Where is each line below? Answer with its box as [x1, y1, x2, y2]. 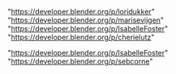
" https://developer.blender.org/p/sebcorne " [7, 56, 153, 66]
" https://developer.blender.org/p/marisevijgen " [7, 15, 164, 25]
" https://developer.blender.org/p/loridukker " [7, 7, 155, 16]
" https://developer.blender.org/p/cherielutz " [7, 32, 155, 42]
